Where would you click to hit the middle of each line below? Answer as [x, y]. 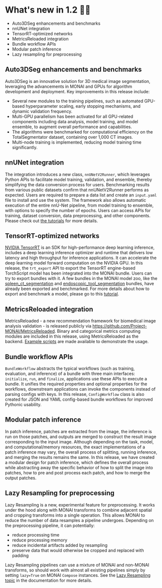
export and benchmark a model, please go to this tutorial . [62, 294]
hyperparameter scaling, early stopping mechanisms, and [83, 106]
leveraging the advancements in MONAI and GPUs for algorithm [69, 86]
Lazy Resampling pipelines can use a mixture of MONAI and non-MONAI [77, 565]
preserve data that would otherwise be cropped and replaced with [78, 550]
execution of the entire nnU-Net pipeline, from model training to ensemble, [79, 205]
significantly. [25, 147]
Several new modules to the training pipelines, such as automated [78, 101]
